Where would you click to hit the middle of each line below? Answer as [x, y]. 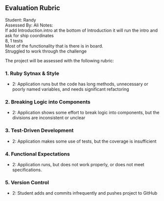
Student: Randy [21, 20]
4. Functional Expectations [37, 154]
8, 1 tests [14, 41]
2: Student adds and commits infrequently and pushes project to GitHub [85, 193]
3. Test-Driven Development [39, 130]
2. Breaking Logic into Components [48, 102]
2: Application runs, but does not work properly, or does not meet [78, 164]
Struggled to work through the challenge [46, 51]
